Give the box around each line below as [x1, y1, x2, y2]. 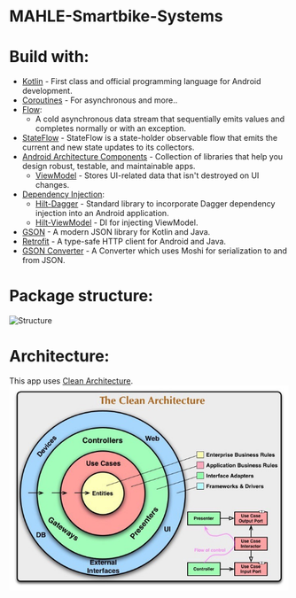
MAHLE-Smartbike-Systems [9, 6, 223, 27]
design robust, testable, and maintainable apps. [21, 161, 196, 172]
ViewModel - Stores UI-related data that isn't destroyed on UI [35, 170, 260, 181]
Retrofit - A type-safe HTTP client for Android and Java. [21, 237, 227, 247]
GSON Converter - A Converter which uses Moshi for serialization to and [21, 245, 288, 256]
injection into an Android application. [35, 208, 170, 219]
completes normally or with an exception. [35, 123, 187, 134]
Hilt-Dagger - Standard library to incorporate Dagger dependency [35, 198, 276, 209]
